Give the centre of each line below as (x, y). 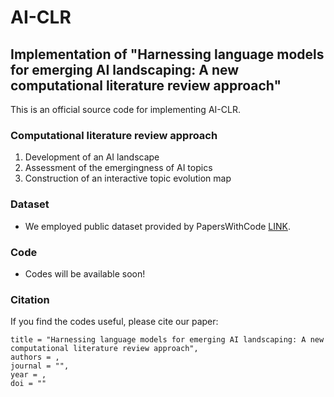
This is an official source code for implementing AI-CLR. (125, 109)
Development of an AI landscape (92, 157)
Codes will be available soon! (85, 273)
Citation (30, 299)
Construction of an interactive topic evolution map (128, 178)
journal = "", (40, 366)
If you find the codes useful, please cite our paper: (114, 322)
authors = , (35, 357)
